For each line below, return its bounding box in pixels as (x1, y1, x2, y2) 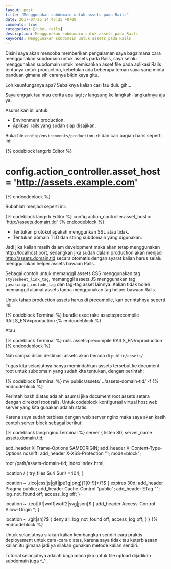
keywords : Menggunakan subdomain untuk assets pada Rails (5, 36, 131, 41)
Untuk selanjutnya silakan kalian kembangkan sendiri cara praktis (5, 531, 143, 538)
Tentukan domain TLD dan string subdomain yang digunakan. (12, 234, 142, 240)
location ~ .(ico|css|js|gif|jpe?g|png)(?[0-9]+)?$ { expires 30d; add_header (5, 480, 163, 486)
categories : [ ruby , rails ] (5, 27, 63, 32)
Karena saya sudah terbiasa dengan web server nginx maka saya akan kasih (5, 414, 166, 420)
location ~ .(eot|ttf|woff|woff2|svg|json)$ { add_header (5, 500, 121, 507)
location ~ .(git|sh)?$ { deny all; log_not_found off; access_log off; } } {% (5, 516, 158, 522)
